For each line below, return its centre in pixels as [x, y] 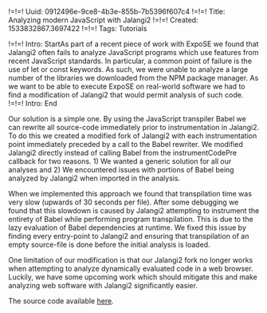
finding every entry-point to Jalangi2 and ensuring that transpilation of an [129, 236]
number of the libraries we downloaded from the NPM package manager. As [133, 78]
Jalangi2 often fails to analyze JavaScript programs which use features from [133, 52]
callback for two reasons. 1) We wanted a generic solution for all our [120, 161]
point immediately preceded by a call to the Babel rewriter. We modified [126, 144]
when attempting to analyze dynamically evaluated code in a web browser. [131, 268]
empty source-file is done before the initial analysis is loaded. [109, 244]
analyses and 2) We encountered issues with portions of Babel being [121, 170]
